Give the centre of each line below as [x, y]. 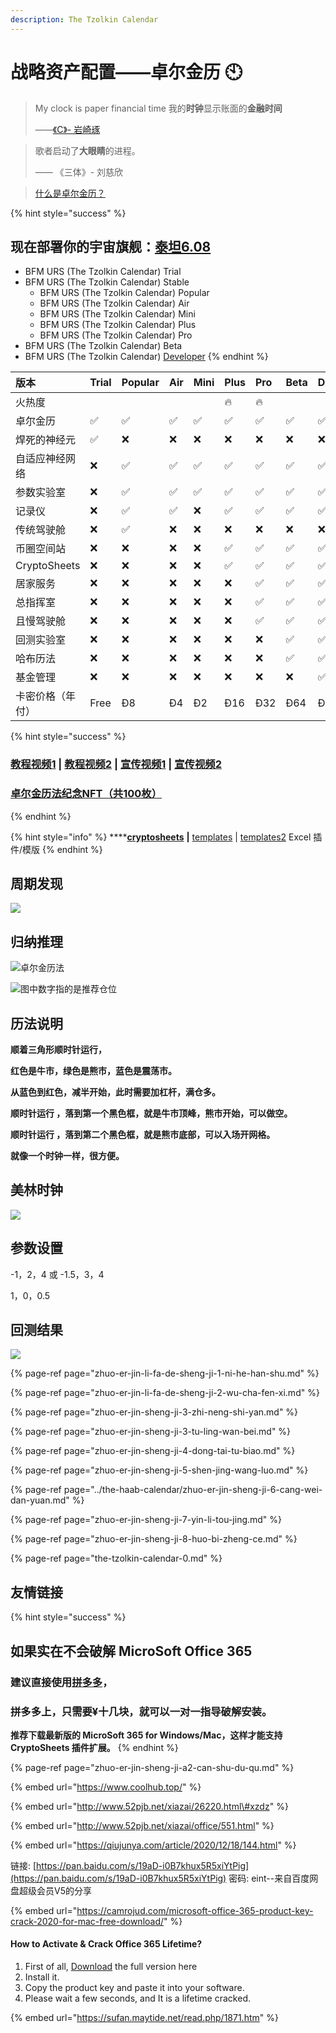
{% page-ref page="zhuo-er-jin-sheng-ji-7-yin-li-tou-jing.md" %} [146, 1520]
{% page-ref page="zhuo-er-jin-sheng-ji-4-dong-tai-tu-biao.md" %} [153, 1451]
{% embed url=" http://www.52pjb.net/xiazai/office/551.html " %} [142, 1825]
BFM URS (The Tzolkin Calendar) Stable [107, 282]
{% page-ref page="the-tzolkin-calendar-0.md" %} [116, 1558]
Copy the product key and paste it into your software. [134, 1988]
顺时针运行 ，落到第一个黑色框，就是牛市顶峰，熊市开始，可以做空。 [151, 1113]
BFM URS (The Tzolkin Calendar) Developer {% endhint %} [146, 357]
